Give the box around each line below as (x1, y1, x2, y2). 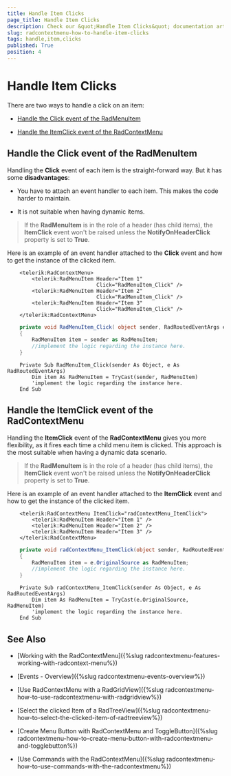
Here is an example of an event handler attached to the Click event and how (7, 249, 223, 257)
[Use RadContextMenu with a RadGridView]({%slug (16, 686, 164, 693)
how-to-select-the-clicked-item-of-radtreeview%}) (16, 714, 163, 722)
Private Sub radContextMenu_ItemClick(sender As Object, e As (19, 584, 201, 591)
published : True (7, 42, 54, 49)
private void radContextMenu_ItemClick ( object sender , (19, 546, 180, 553)
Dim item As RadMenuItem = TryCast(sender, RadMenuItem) (32, 374, 198, 380)
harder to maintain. (16, 194, 71, 202)
